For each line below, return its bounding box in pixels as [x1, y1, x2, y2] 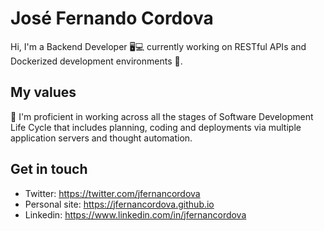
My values [10, 84, 77, 101]
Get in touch [10, 161, 88, 178]
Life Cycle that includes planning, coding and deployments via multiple [10, 121, 302, 133]
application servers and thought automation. [10, 132, 193, 144]
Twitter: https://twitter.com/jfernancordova [24, 187, 201, 199]
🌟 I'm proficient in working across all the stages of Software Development [10, 110, 314, 122]
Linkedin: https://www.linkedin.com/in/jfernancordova [24, 208, 247, 221]
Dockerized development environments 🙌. [10, 55, 183, 67]
